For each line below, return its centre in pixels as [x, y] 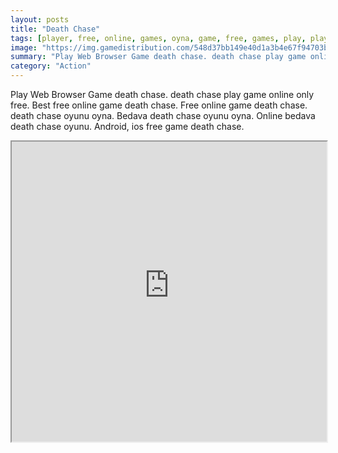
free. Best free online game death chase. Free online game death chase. [159, 105]
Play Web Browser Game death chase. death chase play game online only [162, 94]
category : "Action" [51, 66]
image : [24, 47]
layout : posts [40, 19]
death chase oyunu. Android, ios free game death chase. [127, 126]
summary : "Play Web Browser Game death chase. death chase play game [158, 57]
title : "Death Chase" [55, 29]
